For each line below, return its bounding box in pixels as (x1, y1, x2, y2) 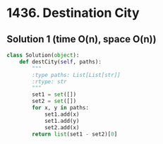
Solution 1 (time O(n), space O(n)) (6, 33, 157, 45)
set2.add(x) (44, 124, 80, 131)
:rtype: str (32, 78, 68, 85)
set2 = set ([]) (32, 97, 77, 105)
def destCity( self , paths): (19, 58, 102, 65)
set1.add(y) (44, 117, 80, 124)
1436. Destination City (6, 5, 140, 21)
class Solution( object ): (6, 52, 80, 59)
